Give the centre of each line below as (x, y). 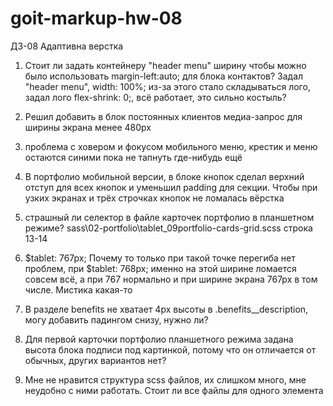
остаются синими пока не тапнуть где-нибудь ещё (133, 157)
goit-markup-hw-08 (96, 18)
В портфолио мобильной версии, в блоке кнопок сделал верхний (164, 176)
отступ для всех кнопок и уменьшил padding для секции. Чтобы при (171, 187)
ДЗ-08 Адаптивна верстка (67, 46)
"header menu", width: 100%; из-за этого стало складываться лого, (167, 86)
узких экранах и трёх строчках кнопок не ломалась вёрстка (154, 198)
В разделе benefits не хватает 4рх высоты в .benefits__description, (166, 309)
